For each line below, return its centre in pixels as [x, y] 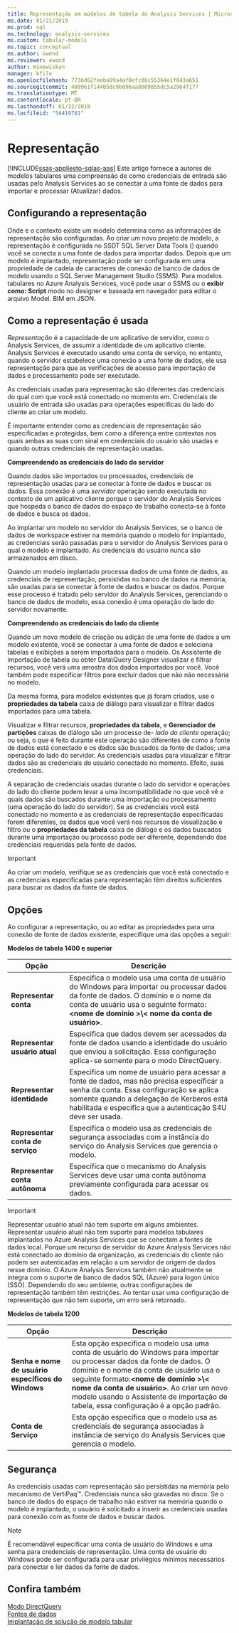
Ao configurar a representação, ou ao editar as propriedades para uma [111, 927]
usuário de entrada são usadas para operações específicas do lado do [111, 405]
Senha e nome [36, 1361]
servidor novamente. [38, 610]
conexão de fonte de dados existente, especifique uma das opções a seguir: [119, 935]
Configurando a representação [77, 213]
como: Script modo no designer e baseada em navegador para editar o [112, 291]
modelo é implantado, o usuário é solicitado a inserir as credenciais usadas [117, 1508]
